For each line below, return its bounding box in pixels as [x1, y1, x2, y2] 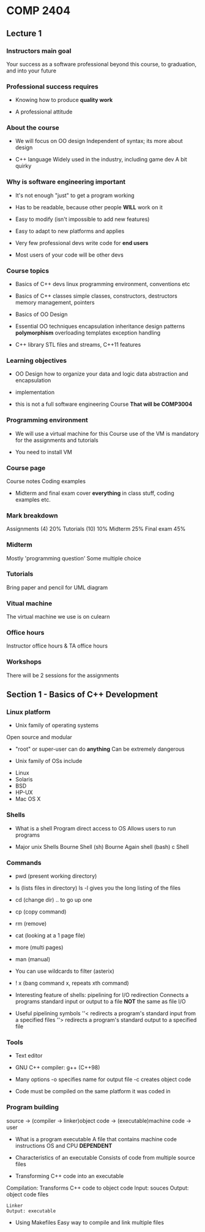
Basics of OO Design [15, 311, 68, 318]
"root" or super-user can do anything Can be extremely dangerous [15, 745, 185, 753]
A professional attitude [15, 108, 73, 115]
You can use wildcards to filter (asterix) [15, 967, 114, 975]
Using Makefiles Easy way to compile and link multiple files [15, 1218, 164, 1226]
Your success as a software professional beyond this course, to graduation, [6, 60, 197, 68]
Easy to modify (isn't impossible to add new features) [15, 215, 150, 223]
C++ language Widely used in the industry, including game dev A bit [15, 156, 188, 163]
